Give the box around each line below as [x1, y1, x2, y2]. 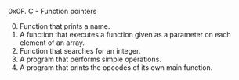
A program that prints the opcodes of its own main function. [19, 63, 213, 72]
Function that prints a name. [19, 22, 110, 30]
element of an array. [19, 38, 85, 47]
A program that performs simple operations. [19, 54, 162, 64]
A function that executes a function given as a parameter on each [19, 30, 231, 39]
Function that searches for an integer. [19, 47, 141, 55]
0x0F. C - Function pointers [8, 7, 97, 16]
